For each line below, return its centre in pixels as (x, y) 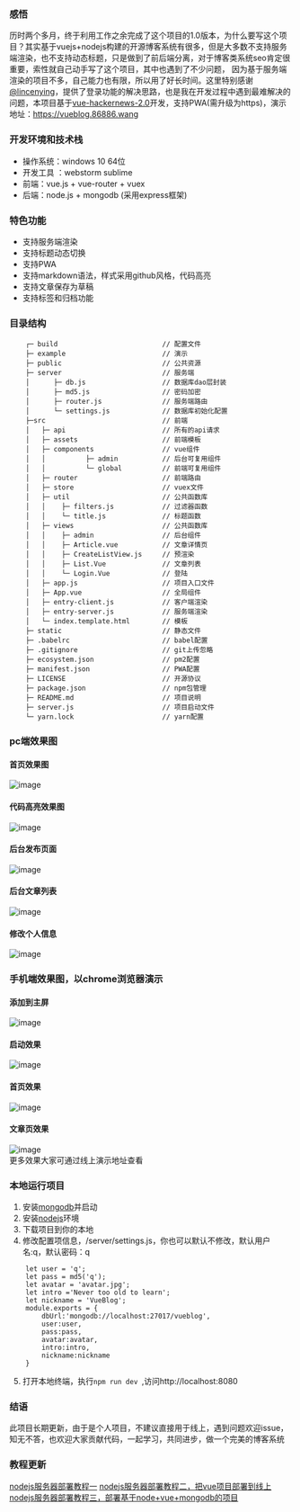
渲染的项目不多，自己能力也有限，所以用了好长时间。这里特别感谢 (131, 81)
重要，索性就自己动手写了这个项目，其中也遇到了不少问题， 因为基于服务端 (148, 69)
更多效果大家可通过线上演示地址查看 (76, 1160)
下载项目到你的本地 (58, 1230)
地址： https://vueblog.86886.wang (74, 114)
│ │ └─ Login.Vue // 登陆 (107, 574)
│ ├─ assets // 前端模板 (114, 440)
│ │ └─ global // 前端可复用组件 (124, 469)
